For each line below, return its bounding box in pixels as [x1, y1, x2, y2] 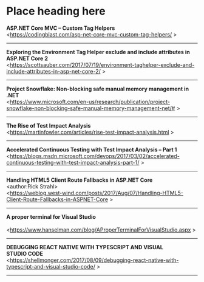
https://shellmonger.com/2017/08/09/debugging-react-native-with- [10, 256, 179, 264]
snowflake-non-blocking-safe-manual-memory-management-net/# [6, 105, 175, 112]
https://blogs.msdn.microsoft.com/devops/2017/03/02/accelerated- [10, 152, 180, 159]
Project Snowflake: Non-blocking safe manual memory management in [6, 85, 189, 92]
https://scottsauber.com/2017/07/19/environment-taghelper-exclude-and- [10, 61, 195, 68]
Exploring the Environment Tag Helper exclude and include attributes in [6, 48, 190, 55]
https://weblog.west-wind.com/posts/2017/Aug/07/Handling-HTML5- [10, 189, 184, 196]
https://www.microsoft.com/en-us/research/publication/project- [10, 98, 170, 105]
